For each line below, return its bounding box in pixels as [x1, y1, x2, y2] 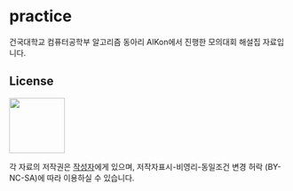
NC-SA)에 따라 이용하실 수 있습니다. [9, 172, 135, 183]
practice [9, 6, 73, 27]
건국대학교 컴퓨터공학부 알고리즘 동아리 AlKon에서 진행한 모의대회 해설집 [9, 36, 261, 47]
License [9, 73, 54, 89]
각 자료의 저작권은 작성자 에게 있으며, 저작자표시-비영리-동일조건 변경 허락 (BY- [9, 161, 281, 172]
